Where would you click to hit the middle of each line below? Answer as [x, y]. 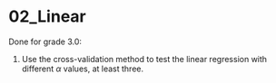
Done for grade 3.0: [45, 41]
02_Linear [48, 17]
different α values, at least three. [83, 69]
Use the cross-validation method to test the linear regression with [144, 59]
